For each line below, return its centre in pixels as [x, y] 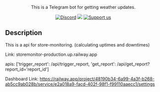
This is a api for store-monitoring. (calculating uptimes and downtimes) [78, 45]
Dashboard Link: [22, 79]
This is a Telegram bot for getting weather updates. [83, 7]
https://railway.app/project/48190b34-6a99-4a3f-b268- [97, 79]
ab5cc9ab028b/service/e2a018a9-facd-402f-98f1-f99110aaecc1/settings [80, 84]
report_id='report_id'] [27, 69]
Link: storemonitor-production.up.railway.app [51, 54]
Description [24, 33]
